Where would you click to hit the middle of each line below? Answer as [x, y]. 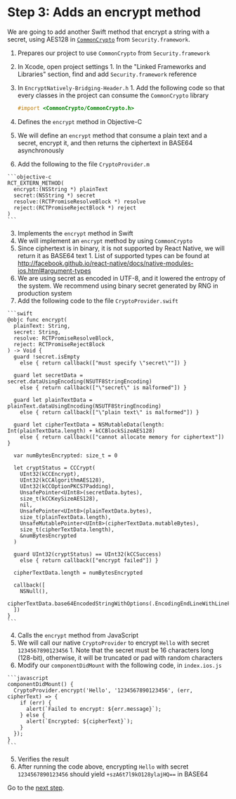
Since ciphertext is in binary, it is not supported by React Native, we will [121, 248]
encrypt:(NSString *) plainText [61, 189]
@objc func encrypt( [38, 319]
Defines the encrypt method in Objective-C [80, 121]
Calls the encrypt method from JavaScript [78, 635]
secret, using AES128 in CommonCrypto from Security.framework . [99, 39]
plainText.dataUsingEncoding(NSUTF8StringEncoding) [84, 406]
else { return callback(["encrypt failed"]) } [89, 560]
